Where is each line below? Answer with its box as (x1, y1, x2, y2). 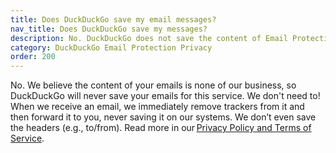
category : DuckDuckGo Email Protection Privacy (10, 42, 213, 53)
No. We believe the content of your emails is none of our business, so (10, 79, 297, 91)
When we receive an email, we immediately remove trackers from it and (10, 101, 305, 113)
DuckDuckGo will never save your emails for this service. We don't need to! (10, 90, 321, 102)
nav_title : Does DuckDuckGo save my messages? (10, 24, 208, 34)
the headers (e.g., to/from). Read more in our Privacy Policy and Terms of (10, 122, 312, 134)
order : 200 (10, 52, 56, 62)
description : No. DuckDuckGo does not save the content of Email (10, 33, 288, 43)
